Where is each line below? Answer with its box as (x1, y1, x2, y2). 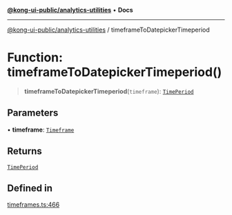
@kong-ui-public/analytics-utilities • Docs (7, 6, 133, 14)
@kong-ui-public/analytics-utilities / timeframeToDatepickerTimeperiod (7, 25, 211, 34)
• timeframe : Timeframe (7, 125, 75, 134)
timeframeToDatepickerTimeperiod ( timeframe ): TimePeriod (23, 87, 194, 95)
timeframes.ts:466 (7, 201, 60, 209)
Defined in (7, 182, 53, 194)
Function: (7, 50, 64, 65)
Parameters (7, 107, 59, 119)
